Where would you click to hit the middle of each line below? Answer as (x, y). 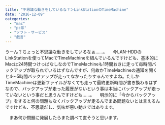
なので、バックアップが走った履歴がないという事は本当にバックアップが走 (81, 89)
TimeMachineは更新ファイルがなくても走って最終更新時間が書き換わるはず (81, 82)
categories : (17, 19)
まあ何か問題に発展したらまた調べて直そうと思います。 (65, 117)
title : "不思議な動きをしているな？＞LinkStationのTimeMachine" (67, 10)
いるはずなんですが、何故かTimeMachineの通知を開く (103, 70)
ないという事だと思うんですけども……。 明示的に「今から (74, 94)
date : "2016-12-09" (25, 14)
